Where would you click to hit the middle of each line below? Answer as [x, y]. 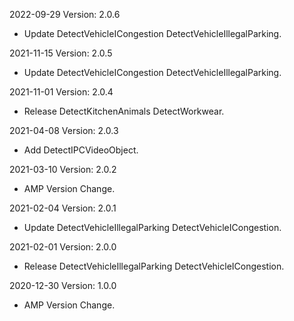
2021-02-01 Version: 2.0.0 [63, 247]
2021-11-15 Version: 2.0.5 [61, 53]
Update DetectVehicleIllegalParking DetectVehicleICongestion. [152, 227]
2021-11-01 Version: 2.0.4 [61, 92]
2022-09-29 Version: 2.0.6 [65, 14]
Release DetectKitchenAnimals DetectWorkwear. [124, 111]
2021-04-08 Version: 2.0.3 [64, 130]
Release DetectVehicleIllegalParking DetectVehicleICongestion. [154, 266]
